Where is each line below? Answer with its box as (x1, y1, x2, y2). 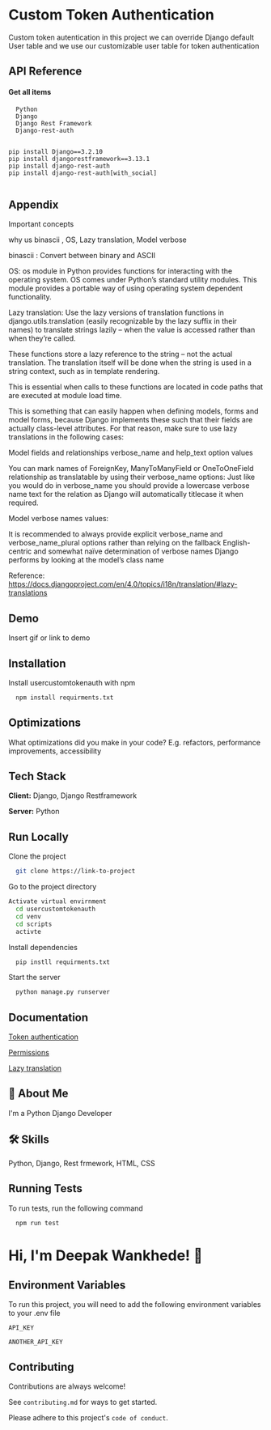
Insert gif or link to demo (8, 633, 91, 643)
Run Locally (8, 830, 69, 843)
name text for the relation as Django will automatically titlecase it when (8, 490, 244, 499)
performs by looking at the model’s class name (8, 555, 164, 565)
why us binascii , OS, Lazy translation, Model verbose (8, 235, 188, 244)
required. (8, 498, 39, 507)
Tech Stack (8, 770, 66, 783)
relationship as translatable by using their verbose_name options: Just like (8, 472, 256, 482)
